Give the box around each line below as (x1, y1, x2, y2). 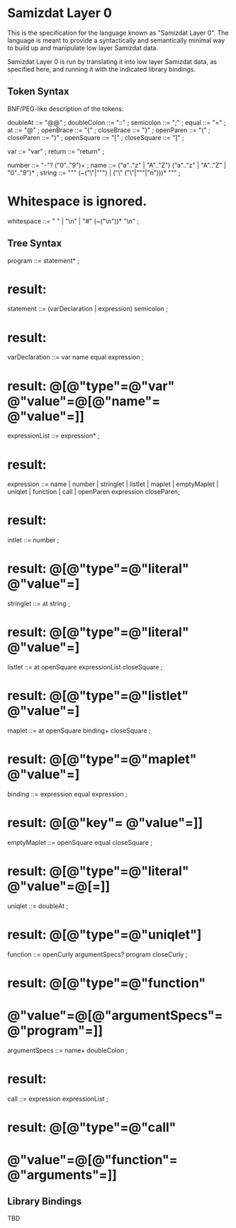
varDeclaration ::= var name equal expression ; (7, 353, 144, 362)
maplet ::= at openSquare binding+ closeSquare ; (7, 726, 151, 735)
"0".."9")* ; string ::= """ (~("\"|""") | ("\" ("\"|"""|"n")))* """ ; (7, 168, 181, 177)
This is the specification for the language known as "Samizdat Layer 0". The (7, 28, 229, 37)
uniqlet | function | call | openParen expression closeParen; (7, 488, 180, 496)
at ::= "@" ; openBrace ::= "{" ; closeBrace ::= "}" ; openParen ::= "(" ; (7, 126, 210, 134)
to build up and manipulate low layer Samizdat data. (7, 43, 158, 52)
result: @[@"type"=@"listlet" (7, 688, 189, 704)
